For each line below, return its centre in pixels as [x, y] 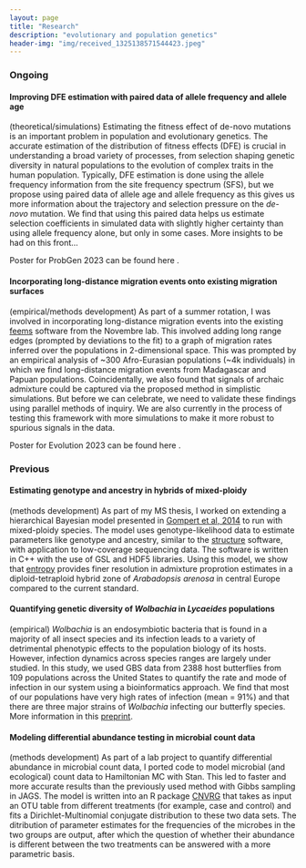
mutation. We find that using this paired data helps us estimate [148, 214]
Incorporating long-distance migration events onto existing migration [143, 281]
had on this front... [44, 243]
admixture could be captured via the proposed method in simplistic [135, 389]
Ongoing [29, 76]
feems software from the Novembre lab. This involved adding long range [146, 331]
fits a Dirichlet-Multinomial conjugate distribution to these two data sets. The [153, 815]
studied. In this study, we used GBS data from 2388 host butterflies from [146, 668]
